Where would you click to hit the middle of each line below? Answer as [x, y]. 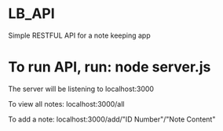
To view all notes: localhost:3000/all [66, 104]
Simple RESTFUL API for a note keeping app [79, 35]
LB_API [31, 14]
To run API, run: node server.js [110, 67]
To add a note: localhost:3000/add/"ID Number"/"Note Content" [112, 119]
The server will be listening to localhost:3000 [81, 89]
